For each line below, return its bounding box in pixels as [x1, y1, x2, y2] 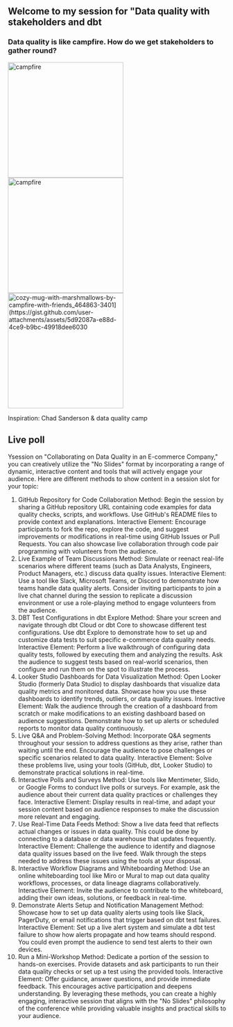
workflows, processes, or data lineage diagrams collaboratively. [17, 879, 200, 887]
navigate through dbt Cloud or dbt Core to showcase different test [17, 620, 207, 629]
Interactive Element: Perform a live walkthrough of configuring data [17, 643, 211, 651]
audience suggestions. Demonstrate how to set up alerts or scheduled [17, 716, 219, 724]
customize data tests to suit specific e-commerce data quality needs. [17, 635, 216, 644]
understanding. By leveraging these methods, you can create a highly [17, 989, 217, 998]
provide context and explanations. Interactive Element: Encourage [17, 517, 207, 526]
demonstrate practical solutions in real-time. [17, 768, 145, 776]
